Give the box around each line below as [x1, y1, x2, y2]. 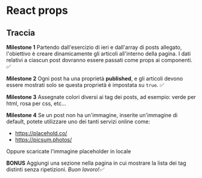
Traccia [6, 28, 35, 38]
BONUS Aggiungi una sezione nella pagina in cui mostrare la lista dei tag [6, 159, 187, 167]
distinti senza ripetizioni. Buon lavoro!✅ [6, 166, 104, 173]
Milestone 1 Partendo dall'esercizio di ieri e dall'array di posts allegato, [6, 43, 182, 51]
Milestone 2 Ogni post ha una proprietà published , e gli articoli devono [6, 75, 183, 82]
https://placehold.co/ [14, 130, 68, 136]
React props [6, 4, 68, 17]
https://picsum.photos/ [14, 136, 72, 143]
